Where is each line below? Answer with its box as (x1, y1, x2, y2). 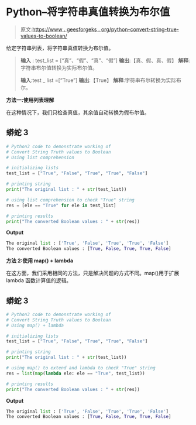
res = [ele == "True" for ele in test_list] (6, 203, 116, 208)
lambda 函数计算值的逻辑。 (6, 277, 72, 284)
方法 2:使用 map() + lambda (6, 257, 74, 264)
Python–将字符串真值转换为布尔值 (6, 5, 170, 19)
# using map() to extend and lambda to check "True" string (6, 365, 156, 371)
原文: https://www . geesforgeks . (20, 26, 100, 33)
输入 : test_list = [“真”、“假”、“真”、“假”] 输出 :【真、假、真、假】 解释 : (20, 57, 190, 64)
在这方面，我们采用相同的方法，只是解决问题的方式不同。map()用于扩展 (6, 270, 180, 277)
